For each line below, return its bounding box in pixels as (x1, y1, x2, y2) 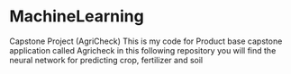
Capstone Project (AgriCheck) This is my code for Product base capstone (9, 36, 283, 46)
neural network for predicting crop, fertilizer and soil (9, 54, 204, 65)
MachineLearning (9, 6, 144, 27)
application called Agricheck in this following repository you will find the (9, 45, 277, 55)
